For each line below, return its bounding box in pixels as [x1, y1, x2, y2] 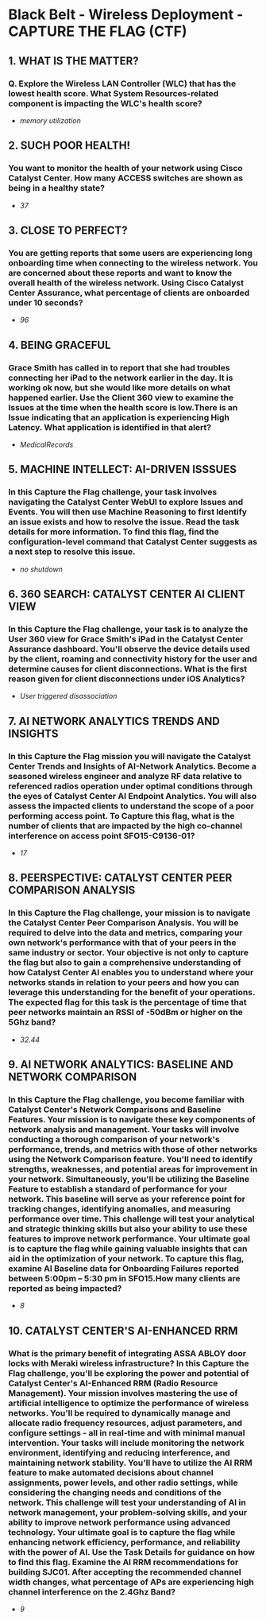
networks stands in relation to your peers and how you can [8, 977, 240, 988]
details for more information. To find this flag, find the [8, 526, 220, 537]
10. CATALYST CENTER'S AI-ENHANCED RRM [8, 1324, 238, 1337]
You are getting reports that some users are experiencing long [8, 247, 253, 258]
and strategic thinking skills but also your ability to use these [8, 1223, 248, 1234]
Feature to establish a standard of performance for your [8, 1184, 228, 1194]
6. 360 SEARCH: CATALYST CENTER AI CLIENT [8, 587, 245, 601]
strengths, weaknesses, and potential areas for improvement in [8, 1164, 258, 1174]
